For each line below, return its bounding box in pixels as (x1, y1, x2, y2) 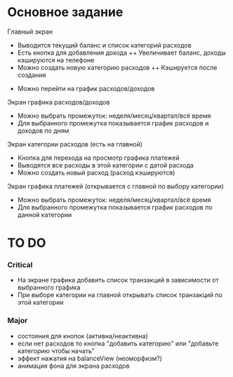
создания (17, 71, 46, 79)
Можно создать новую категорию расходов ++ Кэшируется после (17, 63, 218, 71)
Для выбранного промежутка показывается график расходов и (17, 118, 209, 127)
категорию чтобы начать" (17, 346, 95, 355)
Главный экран (7, 27, 53, 36)
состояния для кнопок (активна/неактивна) (17, 331, 149, 340)
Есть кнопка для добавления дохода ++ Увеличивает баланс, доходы (17, 48, 226, 57)
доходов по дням (17, 126, 69, 135)
